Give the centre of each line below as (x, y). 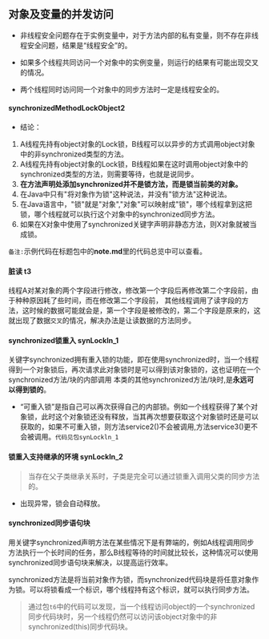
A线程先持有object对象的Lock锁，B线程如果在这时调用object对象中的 (134, 164)
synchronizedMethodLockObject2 (67, 108)
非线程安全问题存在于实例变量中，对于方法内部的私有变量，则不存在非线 (139, 35)
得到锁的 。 (32, 390)
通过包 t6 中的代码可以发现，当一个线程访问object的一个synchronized (141, 606)
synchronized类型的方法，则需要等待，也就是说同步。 (109, 174)
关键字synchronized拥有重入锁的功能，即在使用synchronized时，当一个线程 (134, 360)
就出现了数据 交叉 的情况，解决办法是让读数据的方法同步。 (102, 321)
